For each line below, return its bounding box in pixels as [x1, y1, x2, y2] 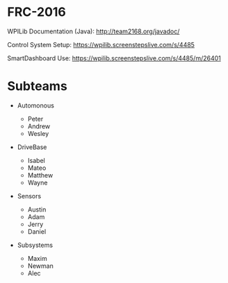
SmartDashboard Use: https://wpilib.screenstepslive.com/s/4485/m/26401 [7, 53, 221, 62]
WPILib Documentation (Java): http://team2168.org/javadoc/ [7, 27, 180, 35]
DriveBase [17, 143, 47, 151]
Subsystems [17, 241, 54, 249]
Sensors [17, 191, 42, 200]
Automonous [17, 101, 54, 110]
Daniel [27, 227, 47, 236]
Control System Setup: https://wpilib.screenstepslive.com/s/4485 [7, 40, 195, 49]
